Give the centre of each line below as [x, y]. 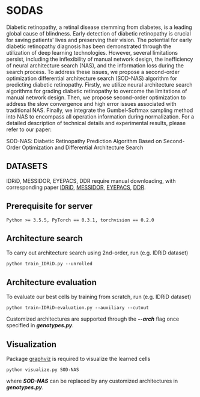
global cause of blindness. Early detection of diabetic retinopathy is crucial [98, 33]
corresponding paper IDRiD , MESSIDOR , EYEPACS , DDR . [76, 187]
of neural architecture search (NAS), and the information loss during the [95, 65]
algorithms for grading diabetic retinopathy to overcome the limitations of [97, 91]
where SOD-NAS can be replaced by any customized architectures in [92, 381]
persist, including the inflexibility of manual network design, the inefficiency [100, 59]
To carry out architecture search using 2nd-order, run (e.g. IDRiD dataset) [97, 253]
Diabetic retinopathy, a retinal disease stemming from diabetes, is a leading [99, 27]
